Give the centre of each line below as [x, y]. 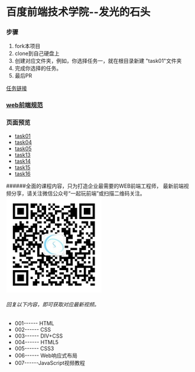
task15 [22, 167]
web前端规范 [25, 105]
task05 [23, 148]
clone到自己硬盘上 [37, 53]
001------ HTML [34, 323]
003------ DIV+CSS [39, 336]
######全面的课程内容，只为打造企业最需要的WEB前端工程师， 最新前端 [95, 186]
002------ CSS [33, 329]
